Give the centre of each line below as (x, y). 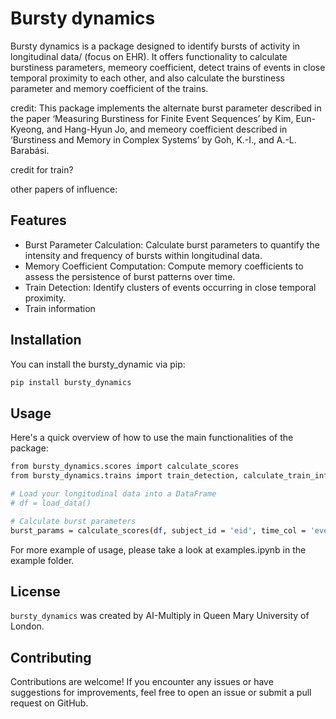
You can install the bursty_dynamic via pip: (98, 364)
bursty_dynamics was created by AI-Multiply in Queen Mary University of (160, 616)
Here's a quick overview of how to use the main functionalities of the (152, 438)
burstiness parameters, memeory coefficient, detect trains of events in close (168, 67)
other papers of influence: (64, 189)
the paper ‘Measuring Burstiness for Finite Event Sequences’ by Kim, (152, 118)
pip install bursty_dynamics (71, 382)
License (35, 591)
